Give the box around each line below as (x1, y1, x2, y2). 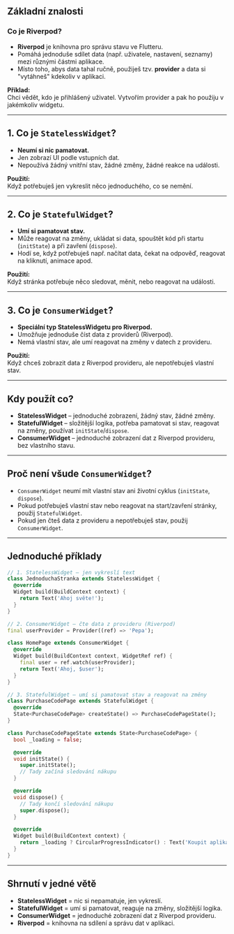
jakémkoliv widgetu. (7, 101, 65, 109)
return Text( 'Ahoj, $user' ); (19, 665, 104, 673)
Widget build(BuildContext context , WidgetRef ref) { (13, 652, 173, 659)
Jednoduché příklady (7, 550, 102, 562)
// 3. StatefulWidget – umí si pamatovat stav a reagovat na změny (7, 691, 208, 698)
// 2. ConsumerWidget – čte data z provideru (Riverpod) (7, 620, 176, 627)
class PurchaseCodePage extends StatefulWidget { (7, 698, 155, 705)
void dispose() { (13, 794, 64, 801)
